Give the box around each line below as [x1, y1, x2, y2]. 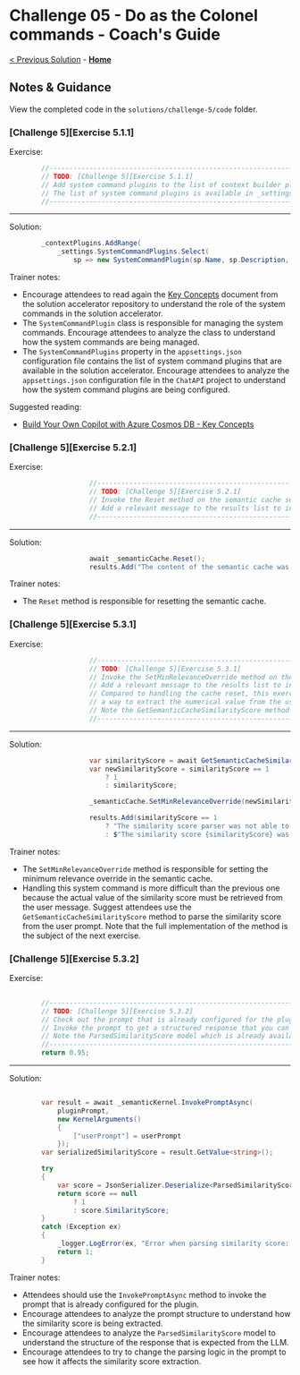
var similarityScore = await [88, 756, 198, 765]
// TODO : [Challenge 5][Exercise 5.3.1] [88, 664, 242, 673]
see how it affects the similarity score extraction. [21, 1355, 202, 1366]
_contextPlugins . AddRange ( [41, 239, 142, 248]
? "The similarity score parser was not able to [104, 822, 290, 831]
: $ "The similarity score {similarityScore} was [104, 830, 290, 839]
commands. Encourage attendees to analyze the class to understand [21, 328, 276, 338]
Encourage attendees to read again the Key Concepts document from [21, 289, 279, 300]
